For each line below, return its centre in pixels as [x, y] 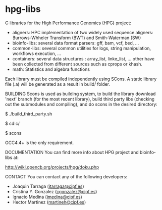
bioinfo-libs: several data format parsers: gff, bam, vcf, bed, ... [76, 43]
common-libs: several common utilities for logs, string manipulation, [81, 48]
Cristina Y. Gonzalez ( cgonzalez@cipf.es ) [55, 191]
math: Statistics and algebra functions [51, 69]
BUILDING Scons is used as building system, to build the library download [81, 94]
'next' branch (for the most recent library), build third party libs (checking [80, 99]
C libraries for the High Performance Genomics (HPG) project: [68, 23]
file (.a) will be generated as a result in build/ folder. [58, 84]
